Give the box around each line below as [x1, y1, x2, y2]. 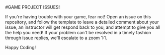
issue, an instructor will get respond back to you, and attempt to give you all [5, 24, 161, 30]
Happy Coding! [5, 45, 36, 50]
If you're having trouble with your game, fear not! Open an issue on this [5, 14, 151, 19]
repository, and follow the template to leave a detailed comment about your [5, 19, 159, 25]
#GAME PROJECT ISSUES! [5, 4, 60, 10]
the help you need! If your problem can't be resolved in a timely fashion [5, 30, 152, 35]
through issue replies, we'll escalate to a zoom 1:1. [5, 35, 107, 41]
